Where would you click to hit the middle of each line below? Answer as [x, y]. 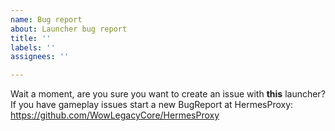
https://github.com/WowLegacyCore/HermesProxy [115, 115]
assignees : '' [40, 57]
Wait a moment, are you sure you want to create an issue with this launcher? [168, 94]
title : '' [31, 38]
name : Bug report [46, 19]
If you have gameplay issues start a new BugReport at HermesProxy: [152, 105]
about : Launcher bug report [69, 29]
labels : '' [33, 47]
